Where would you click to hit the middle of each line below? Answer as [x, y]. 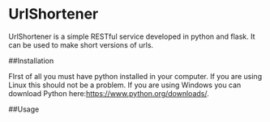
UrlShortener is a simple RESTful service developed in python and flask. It [132, 36]
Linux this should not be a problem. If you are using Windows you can [125, 85]
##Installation [31, 61]
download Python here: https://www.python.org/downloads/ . [109, 93]
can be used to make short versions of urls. [81, 44]
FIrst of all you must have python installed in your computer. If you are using [135, 76]
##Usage [24, 109]
